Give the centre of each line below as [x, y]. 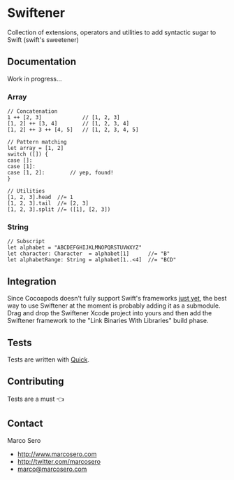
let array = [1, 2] [36, 149]
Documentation [42, 62]
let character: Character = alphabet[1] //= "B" [89, 254]
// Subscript [26, 242]
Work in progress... [35, 78]
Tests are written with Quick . [48, 359]
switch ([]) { [28, 155]
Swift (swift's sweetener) [43, 39]
